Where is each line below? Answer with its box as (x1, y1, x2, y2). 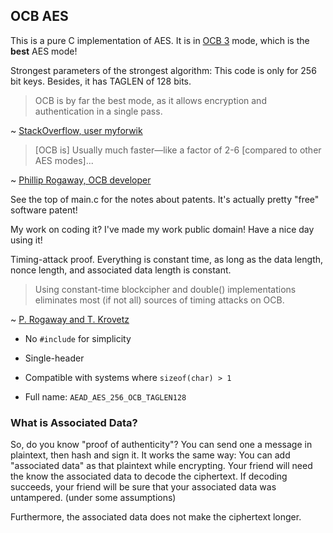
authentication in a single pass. (34, 105, 163, 117)
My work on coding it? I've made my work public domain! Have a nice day (10, 223, 315, 235)
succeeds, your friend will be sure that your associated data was (10, 481, 277, 493)
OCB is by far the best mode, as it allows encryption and (34, 94, 267, 106)
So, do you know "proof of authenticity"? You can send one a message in (10, 439, 313, 451)
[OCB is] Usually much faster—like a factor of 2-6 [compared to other (34, 144, 322, 156)
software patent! (10, 204, 78, 216)
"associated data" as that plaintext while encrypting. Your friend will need (10, 460, 313, 472)
